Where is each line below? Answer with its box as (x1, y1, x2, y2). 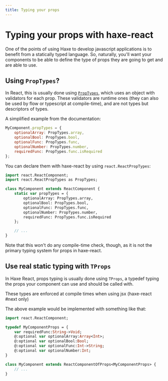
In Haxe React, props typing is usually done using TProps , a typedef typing (5, 276, 159, 282)
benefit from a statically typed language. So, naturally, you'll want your (5, 51, 152, 57)
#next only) (5, 296, 29, 302)
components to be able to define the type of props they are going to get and (5, 57, 163, 63)
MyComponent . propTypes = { (5, 126, 62, 131)
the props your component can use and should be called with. (5, 281, 134, 287)
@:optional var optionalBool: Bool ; (14, 339, 89, 344)
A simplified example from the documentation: (5, 116, 101, 122)
